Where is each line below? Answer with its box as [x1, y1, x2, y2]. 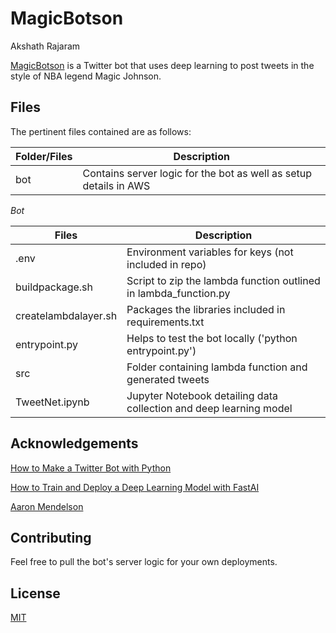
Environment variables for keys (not [126, 245, 294, 259]
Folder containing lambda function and [126, 360, 308, 374]
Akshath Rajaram [10, 40, 81, 52]
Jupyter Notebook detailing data [126, 388, 278, 402]
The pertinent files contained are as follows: [10, 125, 192, 137]
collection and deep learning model [126, 401, 293, 415]
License [10, 585, 61, 602]
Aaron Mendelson [10, 500, 84, 512]
